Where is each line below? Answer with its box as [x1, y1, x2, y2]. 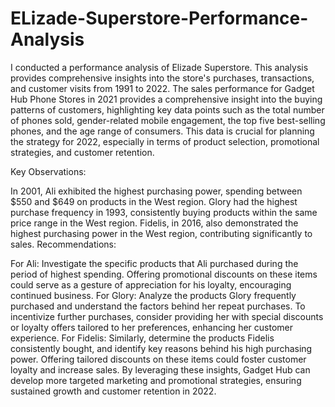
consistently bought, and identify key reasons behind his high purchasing [10, 342, 313, 354]
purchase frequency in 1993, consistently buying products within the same [10, 206, 318, 218]
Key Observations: [10, 165, 87, 177]
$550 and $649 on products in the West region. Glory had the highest [10, 195, 298, 207]
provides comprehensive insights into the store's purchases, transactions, [10, 72, 315, 84]
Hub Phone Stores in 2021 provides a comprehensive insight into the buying [10, 93, 323, 105]
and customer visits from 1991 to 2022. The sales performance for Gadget [10, 82, 315, 94]
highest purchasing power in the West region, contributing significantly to [10, 227, 313, 239]
